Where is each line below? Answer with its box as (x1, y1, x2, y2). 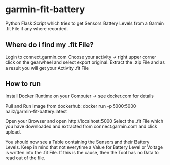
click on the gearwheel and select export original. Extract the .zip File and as (5, 59, 165, 65)
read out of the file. (5, 155, 46, 161)
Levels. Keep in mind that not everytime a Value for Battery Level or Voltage (5, 144, 163, 150)
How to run (5, 80, 41, 88)
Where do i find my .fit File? (5, 41, 94, 49)
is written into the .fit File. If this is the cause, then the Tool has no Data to (5, 149, 159, 155)
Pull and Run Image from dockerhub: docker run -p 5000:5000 (5, 103, 137, 109)
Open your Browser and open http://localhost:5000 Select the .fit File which (5, 118, 164, 124)
